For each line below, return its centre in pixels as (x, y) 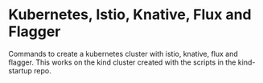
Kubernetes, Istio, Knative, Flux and (130, 15)
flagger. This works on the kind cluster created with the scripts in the (122, 62)
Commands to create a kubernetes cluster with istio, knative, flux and (123, 53)
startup (20, 70)
